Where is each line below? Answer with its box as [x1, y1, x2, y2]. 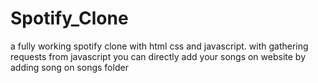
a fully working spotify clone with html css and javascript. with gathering [10, 40, 309, 52]
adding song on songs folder [10, 61, 129, 73]
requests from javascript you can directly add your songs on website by [10, 50, 307, 62]
